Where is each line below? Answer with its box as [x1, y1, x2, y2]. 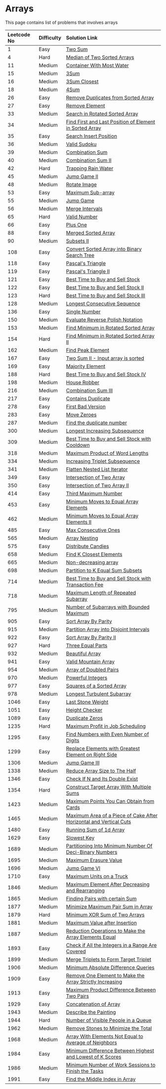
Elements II [66, 518, 92, 525]
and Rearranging [66, 887, 105, 894]
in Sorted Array [66, 125, 101, 132]
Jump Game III [66, 759, 100, 766]
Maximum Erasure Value [66, 857, 123, 864]
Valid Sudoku [66, 140, 97, 147]
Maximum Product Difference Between [66, 986, 156, 993]
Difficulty [39, 34, 62, 41]
